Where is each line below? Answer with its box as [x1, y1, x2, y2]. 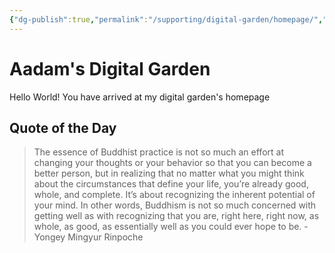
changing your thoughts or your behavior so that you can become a [33, 157, 312, 169]
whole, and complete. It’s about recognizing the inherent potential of [33, 189, 316, 201]
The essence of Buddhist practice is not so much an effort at [33, 146, 284, 158]
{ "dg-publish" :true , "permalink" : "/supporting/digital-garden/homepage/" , [9, 14, 324, 25]
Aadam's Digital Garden [9, 57, 211, 80]
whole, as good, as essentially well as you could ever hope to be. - [33, 221, 309, 233]
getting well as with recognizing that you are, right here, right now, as [33, 210, 320, 222]
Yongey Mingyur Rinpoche [33, 231, 144, 243]
